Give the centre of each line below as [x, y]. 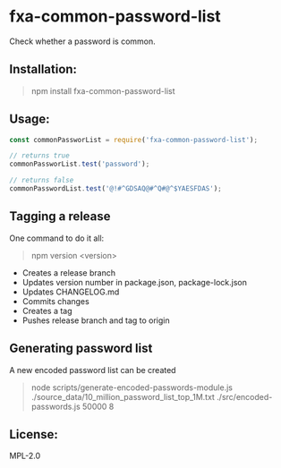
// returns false [42, 181]
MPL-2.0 [25, 456]
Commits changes [55, 301]
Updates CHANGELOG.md [71, 292]
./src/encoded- [244, 396]
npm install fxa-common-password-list [103, 90]
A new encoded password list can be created [93, 370]
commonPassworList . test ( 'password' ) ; [80, 164]
